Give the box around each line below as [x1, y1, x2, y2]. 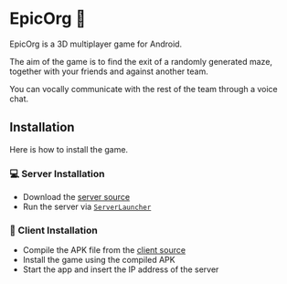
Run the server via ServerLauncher [22, 201, 152, 213]
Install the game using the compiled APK [22, 255, 175, 266]
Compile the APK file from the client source [22, 245, 186, 256]
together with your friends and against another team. [9, 66, 208, 77]
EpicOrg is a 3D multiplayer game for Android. [9, 38, 183, 49]
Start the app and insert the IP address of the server [22, 264, 219, 275]
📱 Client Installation [9, 224, 98, 237]
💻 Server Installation [9, 167, 105, 180]
